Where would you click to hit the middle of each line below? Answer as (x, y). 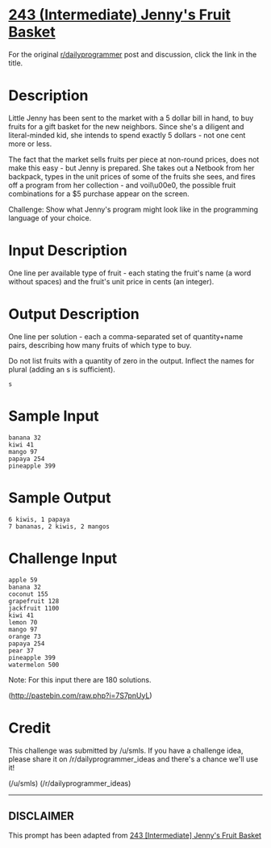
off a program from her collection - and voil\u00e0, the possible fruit (122, 185)
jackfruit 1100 (34, 608)
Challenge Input (63, 558)
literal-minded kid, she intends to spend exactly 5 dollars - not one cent (127, 135)
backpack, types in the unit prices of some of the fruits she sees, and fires (132, 176)
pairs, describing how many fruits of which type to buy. (100, 345)
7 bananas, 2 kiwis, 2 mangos (59, 527)
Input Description (68, 251)
